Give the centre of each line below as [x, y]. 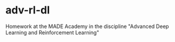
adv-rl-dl [28, 10]
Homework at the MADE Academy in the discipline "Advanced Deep [87, 26]
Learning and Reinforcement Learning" [52, 32]
